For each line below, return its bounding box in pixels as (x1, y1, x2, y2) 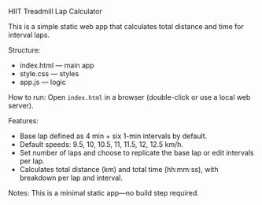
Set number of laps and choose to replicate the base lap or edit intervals (19, 148, 254, 157)
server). (8, 101, 34, 110)
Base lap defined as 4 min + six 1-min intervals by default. (19, 131, 208, 141)
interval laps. (8, 31, 50, 39)
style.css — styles (19, 69, 79, 78)
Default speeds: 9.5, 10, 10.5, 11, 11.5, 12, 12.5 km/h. (19, 140, 183, 148)
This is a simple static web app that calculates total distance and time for (8, 22, 244, 31)
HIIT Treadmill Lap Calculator (8, 7, 102, 16)
